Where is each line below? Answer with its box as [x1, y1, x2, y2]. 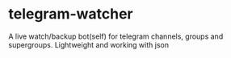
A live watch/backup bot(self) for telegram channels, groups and [8, 31, 224, 41]
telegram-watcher [8, 5, 133, 23]
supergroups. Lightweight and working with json [8, 39, 170, 49]
